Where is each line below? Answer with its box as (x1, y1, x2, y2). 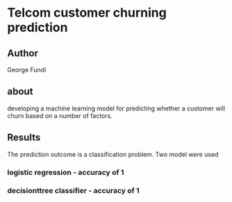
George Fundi (7, 66, 47, 74)
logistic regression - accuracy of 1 (7, 167, 124, 177)
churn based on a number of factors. (7, 111, 113, 119)
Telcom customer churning (7, 5, 167, 21)
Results (7, 132, 41, 144)
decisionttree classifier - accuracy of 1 (7, 186, 140, 196)
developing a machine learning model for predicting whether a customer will (7, 104, 226, 112)
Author (7, 47, 38, 59)
